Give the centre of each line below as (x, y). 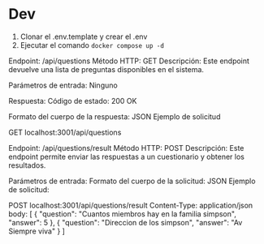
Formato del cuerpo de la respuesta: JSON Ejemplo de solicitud (115, 116)
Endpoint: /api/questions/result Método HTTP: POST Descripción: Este (126, 148)
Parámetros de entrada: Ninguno (63, 85)
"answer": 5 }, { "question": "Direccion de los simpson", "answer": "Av (126, 222)
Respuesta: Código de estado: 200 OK (73, 101)
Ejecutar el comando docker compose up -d (92, 45)
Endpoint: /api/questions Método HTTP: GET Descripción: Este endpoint (129, 61)
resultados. (27, 165)
